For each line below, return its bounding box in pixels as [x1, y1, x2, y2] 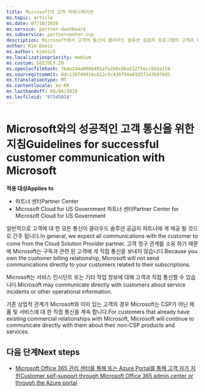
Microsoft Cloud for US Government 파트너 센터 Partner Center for [15, 205, 179, 212]
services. [6, 327, 29, 335]
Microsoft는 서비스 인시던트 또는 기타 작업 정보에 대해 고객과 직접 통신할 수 [6, 273, 185, 280]
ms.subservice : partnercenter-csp [6, 32, 95, 38]
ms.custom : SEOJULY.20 [6, 60, 64, 66]
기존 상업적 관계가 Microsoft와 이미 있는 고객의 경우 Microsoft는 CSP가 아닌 [6, 300, 188, 308]
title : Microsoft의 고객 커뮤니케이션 [6, 9, 93, 15]
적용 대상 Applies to [6, 184, 54, 192]
